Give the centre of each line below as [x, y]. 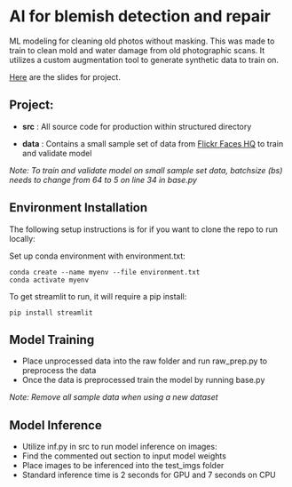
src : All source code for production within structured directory [137, 126]
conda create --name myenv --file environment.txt [105, 272]
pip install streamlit [51, 313]
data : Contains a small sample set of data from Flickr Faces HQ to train [153, 143]
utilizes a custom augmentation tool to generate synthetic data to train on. [144, 60]
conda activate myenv [49, 280]
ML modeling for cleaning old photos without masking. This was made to [142, 41]
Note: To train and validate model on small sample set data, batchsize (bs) [146, 170]
